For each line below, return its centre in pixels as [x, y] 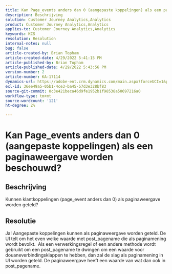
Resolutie [21, 221]
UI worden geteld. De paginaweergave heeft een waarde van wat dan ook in [85, 260]
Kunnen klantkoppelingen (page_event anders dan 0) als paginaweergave [83, 199]
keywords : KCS [20, 34]
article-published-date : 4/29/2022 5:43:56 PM [56, 67]
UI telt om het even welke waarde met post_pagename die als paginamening [86, 239]
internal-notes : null [28, 44]
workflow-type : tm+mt [28, 96]
